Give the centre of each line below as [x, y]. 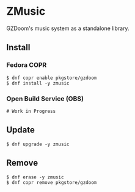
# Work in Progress [31, 111]
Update [21, 130]
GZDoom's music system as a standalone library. [68, 28]
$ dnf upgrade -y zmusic [38, 144]
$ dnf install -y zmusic [38, 83]
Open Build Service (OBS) [45, 98]
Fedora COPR [27, 65]
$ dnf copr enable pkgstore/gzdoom [52, 78]
